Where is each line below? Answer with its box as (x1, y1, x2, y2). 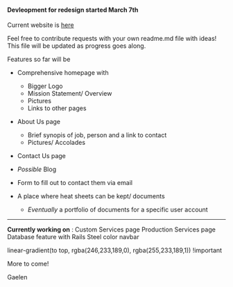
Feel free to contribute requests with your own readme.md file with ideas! (7, 35, 217, 43)
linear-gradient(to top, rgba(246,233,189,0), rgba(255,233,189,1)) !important (7, 246, 223, 254)
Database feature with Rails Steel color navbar (7, 233, 140, 241)
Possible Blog (17, 165, 57, 173)
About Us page (17, 118, 61, 126)
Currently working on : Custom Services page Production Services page (7, 225, 216, 234)
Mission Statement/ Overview (27, 89, 112, 98)
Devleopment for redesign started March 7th (7, 6, 139, 14)
